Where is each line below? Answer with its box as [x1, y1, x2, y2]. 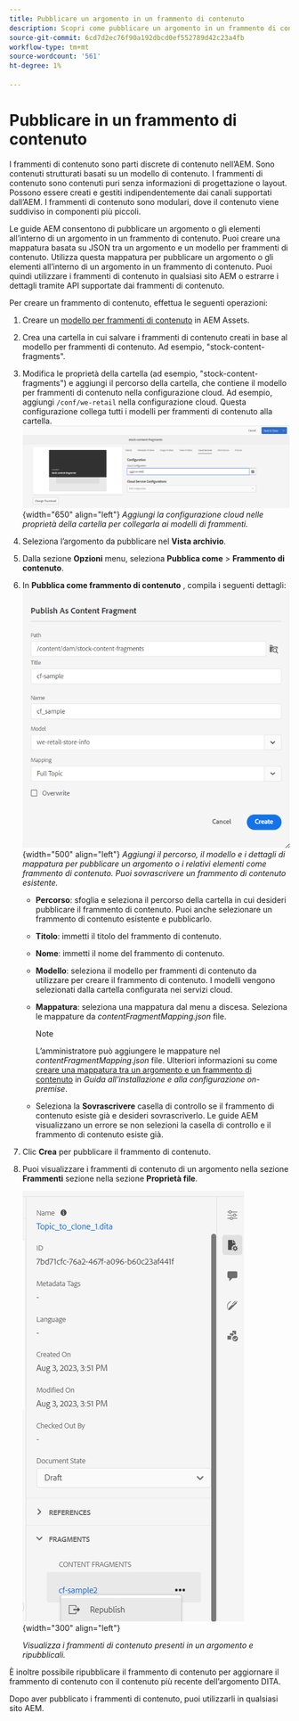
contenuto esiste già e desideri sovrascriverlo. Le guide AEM [35, 1110, 259, 1120]
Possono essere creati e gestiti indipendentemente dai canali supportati [9, 187, 272, 198]
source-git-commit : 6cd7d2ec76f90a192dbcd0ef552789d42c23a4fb [9, 33, 245, 42]
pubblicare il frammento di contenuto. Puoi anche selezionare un [35, 904, 273, 914]
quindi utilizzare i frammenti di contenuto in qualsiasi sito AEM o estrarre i [9, 270, 279, 281]
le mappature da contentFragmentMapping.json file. [35, 1011, 227, 1021]
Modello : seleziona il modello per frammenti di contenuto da [35, 965, 257, 976]
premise [35, 1083, 66, 1094]
